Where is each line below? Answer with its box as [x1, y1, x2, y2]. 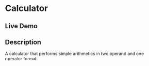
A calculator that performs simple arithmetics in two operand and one [5, 51, 144, 56]
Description [5, 38, 41, 46]
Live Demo [5, 22, 38, 30]
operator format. [5, 56, 38, 62]
